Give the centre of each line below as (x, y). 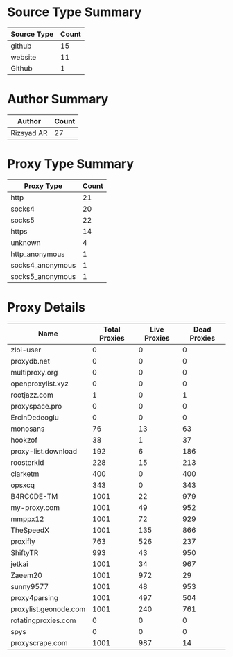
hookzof (24, 440)
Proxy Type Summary (70, 164)
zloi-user (26, 350)
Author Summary (58, 100)
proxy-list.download (44, 451)
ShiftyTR (25, 552)
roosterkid (27, 462)
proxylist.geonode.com (48, 609)
